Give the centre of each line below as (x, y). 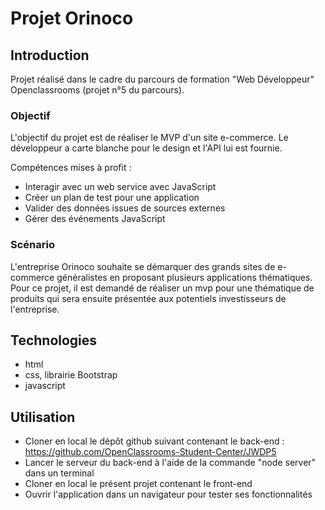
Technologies (54, 340)
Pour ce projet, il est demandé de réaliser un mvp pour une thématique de (162, 288)
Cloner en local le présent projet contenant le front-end (138, 484)
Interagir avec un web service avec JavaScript (120, 187)
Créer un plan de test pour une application (112, 198)
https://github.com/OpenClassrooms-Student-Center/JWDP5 (150, 452)
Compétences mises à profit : (71, 168)
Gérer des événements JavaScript (95, 219)
